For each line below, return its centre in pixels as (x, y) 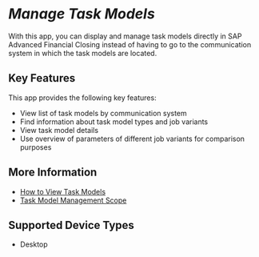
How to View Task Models (63, 191)
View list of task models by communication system (104, 113)
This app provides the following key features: (83, 98)
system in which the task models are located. (83, 53)
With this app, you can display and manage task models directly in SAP (125, 36)
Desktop (34, 244)
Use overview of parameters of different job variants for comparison (132, 139)
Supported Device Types (71, 225)
